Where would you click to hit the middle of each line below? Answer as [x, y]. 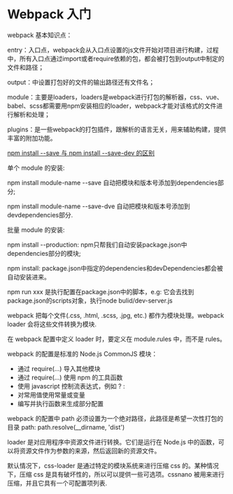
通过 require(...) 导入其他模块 [59, 368]
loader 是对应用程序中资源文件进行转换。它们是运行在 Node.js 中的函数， [113, 442]
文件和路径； [26, 67]
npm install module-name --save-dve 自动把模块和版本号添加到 [99, 206]
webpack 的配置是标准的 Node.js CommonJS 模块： [83, 354]
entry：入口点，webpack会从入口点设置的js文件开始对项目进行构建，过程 [113, 50]
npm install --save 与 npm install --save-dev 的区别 [81, 153]
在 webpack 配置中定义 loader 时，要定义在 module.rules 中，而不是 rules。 [116, 339]
